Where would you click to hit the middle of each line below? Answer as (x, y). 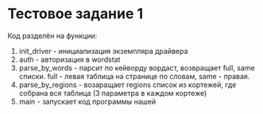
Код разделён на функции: (52, 36)
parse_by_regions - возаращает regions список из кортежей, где (128, 85)
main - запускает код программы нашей (87, 101)
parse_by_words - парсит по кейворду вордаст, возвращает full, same (137, 67)
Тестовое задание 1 (75, 14)
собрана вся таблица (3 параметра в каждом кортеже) (113, 93)
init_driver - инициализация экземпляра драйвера (103, 51)
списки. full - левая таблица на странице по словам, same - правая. (134, 76)
